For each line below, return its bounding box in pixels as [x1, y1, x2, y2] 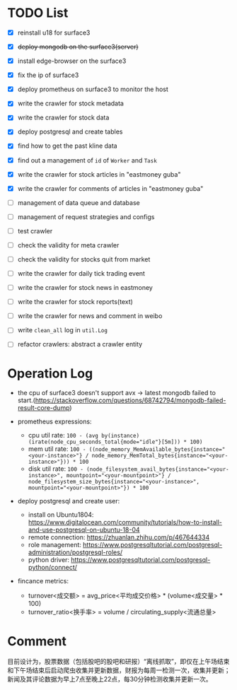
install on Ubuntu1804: [28, 510, 94, 519]
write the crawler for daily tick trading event [17, 269, 145, 277]
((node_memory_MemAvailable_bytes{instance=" [88, 446, 226, 453]
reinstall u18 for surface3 [17, 28, 91, 37]
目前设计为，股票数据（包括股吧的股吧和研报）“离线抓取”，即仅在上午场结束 [7, 657, 230, 666]
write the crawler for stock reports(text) [17, 298, 133, 306]
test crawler [17, 226, 53, 235]
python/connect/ [28, 563, 78, 572]
